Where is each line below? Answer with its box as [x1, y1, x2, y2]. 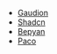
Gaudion [17, 8, 49, 18]
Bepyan [17, 27, 46, 36]
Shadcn [17, 17, 46, 27]
